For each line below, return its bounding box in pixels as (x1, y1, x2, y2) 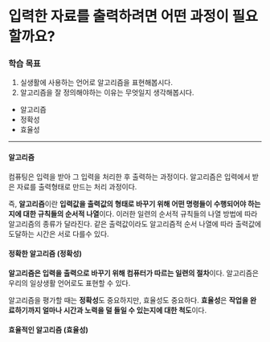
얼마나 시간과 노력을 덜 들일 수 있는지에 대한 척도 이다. (42, 305, 207, 315)
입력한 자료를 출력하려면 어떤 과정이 (8, 7, 229, 26)
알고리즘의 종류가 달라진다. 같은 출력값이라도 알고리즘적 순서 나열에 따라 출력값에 (8, 218, 262, 229)
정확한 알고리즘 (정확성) (8, 249, 82, 259)
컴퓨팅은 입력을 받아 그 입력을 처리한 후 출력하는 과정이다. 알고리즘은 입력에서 (8, 172, 251, 181)
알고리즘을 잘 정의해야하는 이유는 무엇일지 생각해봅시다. (19, 88, 194, 97)
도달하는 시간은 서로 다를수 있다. (8, 229, 110, 238)
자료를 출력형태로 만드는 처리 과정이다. (16, 181, 137, 191)
